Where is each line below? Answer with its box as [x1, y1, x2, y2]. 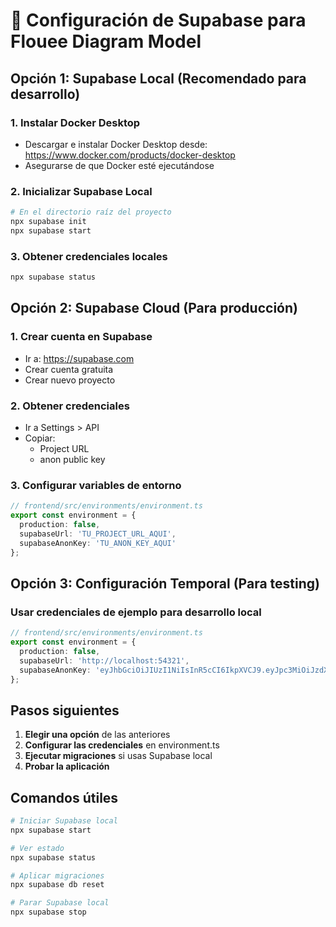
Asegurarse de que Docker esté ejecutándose [24, 159, 215, 171]
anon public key [39, 453, 106, 465]
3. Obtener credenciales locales [10, 249, 168, 263]
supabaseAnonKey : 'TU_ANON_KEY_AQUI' [19, 538, 177, 548]
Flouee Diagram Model [10, 30, 202, 53]
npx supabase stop [10, 907, 87, 918]
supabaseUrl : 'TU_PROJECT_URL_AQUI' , [19, 529, 177, 539]
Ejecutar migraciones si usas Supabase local [24, 750, 213, 762]
